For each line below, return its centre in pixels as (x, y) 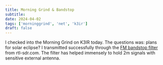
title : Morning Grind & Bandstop (40, 10)
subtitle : (15, 14)
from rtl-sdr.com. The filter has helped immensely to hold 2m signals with (80, 53)
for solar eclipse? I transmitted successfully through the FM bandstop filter (81, 48)
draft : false (19, 28)
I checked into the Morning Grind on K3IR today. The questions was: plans (81, 42)
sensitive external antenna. (33, 58)
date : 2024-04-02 (23, 19)
